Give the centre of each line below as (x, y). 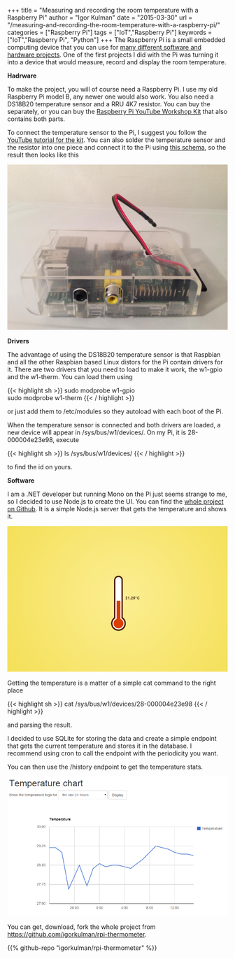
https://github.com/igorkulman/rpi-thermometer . (77, 935)
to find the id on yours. (40, 467)
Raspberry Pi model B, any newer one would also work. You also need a (111, 97)
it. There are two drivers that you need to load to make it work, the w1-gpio (115, 369)
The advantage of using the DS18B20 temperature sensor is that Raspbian (114, 355)
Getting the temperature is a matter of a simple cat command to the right (112, 683)
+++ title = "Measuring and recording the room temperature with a (103, 10)
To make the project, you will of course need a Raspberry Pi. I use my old (113, 89)
